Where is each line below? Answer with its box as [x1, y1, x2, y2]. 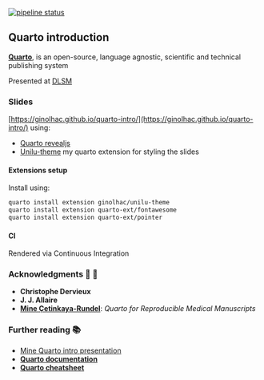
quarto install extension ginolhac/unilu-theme [8, 199, 170, 207]
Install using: [8, 183, 50, 192]
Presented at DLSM [8, 76, 73, 86]
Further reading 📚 [8, 325, 82, 336]
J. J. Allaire [19, 295, 58, 305]
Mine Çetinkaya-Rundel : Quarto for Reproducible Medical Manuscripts [19, 304, 256, 313]
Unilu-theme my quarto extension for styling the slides [19, 147, 200, 156]
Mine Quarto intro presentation [19, 346, 122, 355]
